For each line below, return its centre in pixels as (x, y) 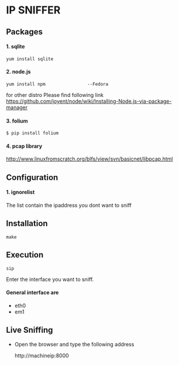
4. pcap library (24, 146)
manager (17, 107)
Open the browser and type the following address (74, 344)
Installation (27, 223)
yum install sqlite (30, 59)
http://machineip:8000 (42, 355)
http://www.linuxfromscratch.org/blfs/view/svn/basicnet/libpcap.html (89, 159)
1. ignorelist (20, 192)
